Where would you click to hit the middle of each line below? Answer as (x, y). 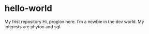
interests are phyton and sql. (33, 26)
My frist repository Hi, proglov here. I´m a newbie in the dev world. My (74, 22)
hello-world (29, 8)
